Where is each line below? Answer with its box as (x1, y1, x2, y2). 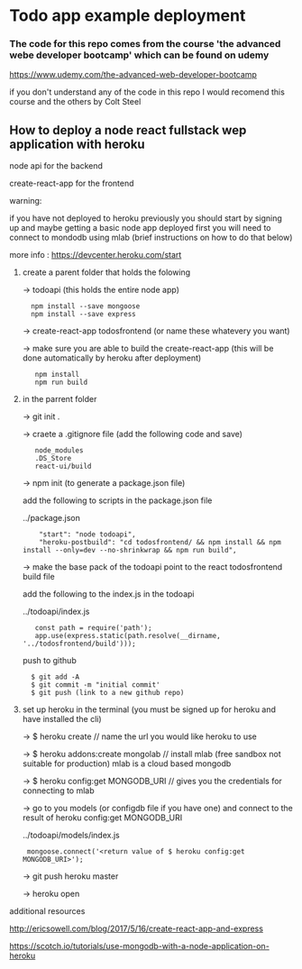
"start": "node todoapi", (39, 530, 137, 539)
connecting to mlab (22, 785, 95, 796)
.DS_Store (34, 454, 72, 463)
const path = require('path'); (34, 624, 152, 633)
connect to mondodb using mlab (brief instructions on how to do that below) (9, 232, 293, 243)
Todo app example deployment (9, 5, 246, 26)
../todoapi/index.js (22, 606, 90, 617)
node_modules (34, 446, 84, 455)
